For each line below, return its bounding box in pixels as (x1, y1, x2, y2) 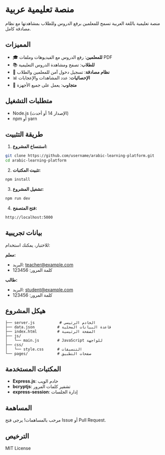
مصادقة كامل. (5, 25, 31, 31)
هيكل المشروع (5, 307, 46, 315)
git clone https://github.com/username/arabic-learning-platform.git (5, 153, 155, 158)
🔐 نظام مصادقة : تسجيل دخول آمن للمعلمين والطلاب (12, 69, 110, 75)
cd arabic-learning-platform (5, 158, 67, 163)
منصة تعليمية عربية (5, 4, 75, 15)
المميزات (5, 40, 31, 49)
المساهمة (5, 403, 32, 412)
